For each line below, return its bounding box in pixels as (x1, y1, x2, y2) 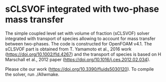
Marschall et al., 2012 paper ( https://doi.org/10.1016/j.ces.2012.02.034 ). (5, 56, 151, 62)
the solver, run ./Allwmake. (5, 71, 59, 77)
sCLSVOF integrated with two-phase (5, 3, 160, 15)
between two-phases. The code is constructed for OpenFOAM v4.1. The (5, 41, 152, 46)
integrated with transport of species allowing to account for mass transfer (5, 36, 156, 41)
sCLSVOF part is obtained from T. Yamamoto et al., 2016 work (5, 46, 132, 52)
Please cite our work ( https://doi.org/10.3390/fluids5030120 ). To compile (5, 66, 154, 72)
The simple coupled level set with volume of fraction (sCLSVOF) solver (5, 30, 150, 36)
